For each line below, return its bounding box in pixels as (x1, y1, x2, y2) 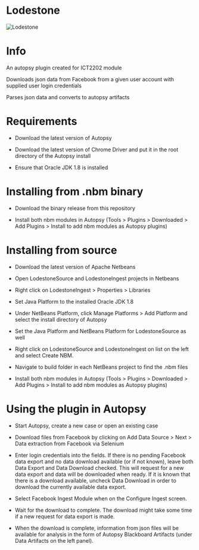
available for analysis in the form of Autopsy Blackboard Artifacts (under (14, 530, 192, 538)
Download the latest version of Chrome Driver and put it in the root (14, 146, 179, 153)
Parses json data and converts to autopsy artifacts (6, 93, 130, 100)
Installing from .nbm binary (6, 185, 144, 198)
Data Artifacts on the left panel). (14, 537, 94, 544)
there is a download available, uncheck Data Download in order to (14, 476, 177, 484)
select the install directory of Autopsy (14, 316, 107, 323)
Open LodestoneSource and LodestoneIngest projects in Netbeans (14, 274, 179, 282)
